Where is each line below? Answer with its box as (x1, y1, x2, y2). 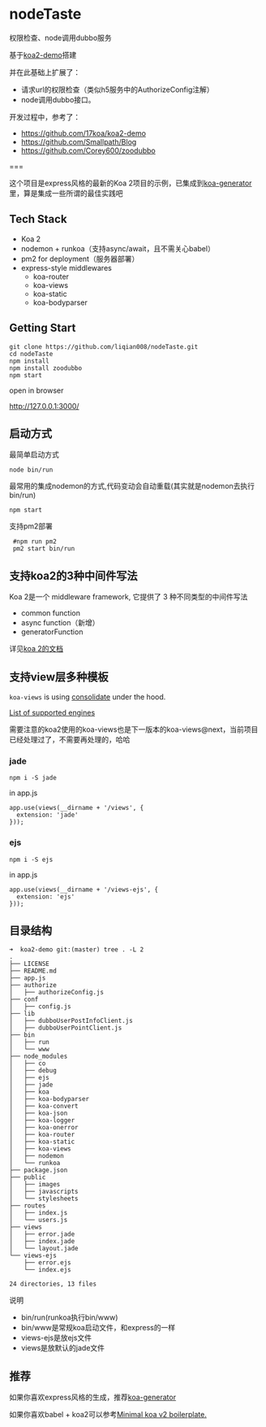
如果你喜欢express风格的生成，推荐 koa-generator (9, 1392, 177, 1403)
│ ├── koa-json (9, 1109, 68, 1118)
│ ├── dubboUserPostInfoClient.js (9, 1017, 133, 1025)
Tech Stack (9, 212, 67, 226)
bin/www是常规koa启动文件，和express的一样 (20, 1323, 176, 1333)
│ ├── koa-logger (9, 1116, 75, 1125)
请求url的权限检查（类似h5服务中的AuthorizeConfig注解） (20, 85, 214, 94)
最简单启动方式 (9, 450, 59, 459)
